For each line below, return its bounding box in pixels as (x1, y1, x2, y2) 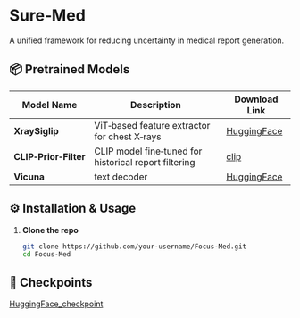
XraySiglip (13, 124, 60, 137)
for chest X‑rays (93, 130, 162, 143)
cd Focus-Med (21, 250, 71, 259)
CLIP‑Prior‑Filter (13, 150, 86, 163)
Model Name (21, 98, 78, 111)
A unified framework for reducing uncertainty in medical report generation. (9, 35, 285, 46)
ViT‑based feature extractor (93, 119, 211, 131)
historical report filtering (93, 155, 196, 168)
